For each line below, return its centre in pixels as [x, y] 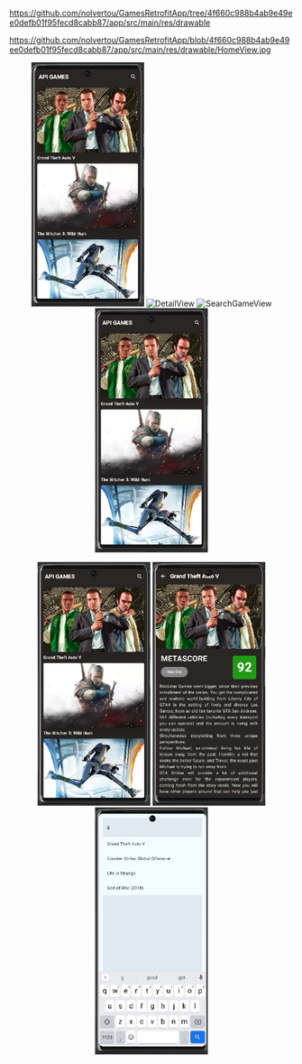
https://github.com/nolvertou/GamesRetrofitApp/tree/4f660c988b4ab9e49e [151, 13]
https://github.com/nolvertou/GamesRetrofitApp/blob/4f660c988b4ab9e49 [150, 40]
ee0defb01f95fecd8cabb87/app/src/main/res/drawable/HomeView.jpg [140, 50]
